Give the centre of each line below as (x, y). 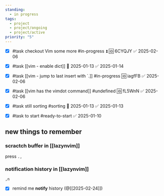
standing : (15, 10)
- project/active (27, 32)
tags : (11, 19)
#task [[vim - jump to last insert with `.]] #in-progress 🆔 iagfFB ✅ (79, 76)
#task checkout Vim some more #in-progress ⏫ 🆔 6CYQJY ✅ (75, 51)
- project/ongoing (29, 28)
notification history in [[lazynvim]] (47, 169)
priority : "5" (20, 37)
